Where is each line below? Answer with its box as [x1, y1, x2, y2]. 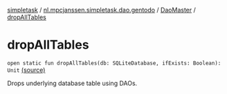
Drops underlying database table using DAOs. [7, 79, 138, 87]
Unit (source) [7, 65, 46, 74]
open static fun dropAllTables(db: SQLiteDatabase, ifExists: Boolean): [7, 60, 221, 67]
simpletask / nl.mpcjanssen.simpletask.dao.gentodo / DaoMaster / [7, 6, 196, 14]
